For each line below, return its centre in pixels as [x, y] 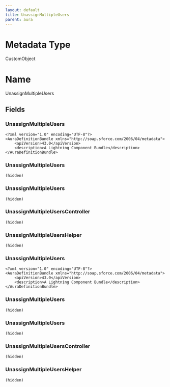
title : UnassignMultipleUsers [37, 15]
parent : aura [19, 19]
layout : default [22, 10]
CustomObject [20, 59]
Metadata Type [38, 45]
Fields [15, 109]
